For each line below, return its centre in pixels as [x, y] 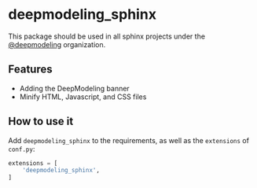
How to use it [41, 122]
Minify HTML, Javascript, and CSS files [83, 97]
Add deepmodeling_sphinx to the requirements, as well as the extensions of [129, 140]
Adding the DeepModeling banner [74, 88]
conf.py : [22, 149]
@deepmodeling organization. [57, 44]
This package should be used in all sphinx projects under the [107, 36]
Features [30, 70]
